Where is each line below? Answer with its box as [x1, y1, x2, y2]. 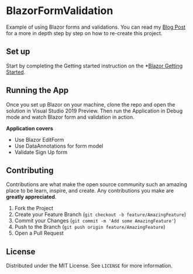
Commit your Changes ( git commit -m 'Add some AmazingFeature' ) [14, 217, 177, 224]
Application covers [6, 125, 54, 132]
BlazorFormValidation [6, 4, 113, 18]
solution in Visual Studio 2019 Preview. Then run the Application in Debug [6, 107, 183, 114]
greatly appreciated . [6, 193, 57, 200]
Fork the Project [14, 205, 54, 212]
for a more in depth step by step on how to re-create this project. [6, 29, 163, 36]
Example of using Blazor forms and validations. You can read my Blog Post [6, 23, 186, 30]
